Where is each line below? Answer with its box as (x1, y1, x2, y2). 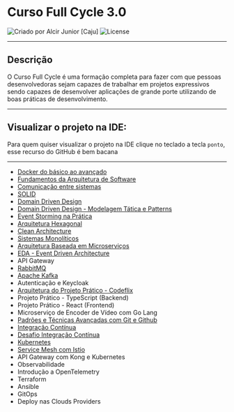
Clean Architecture (17, 227, 72, 235)
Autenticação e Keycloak (17, 278, 89, 287)
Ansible (17, 382, 40, 390)
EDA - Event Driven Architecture (17, 249, 110, 257)
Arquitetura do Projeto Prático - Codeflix (17, 286, 134, 294)
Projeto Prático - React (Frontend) (17, 300, 115, 309)
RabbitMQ (17, 264, 47, 272)
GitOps (17, 390, 38, 398)
